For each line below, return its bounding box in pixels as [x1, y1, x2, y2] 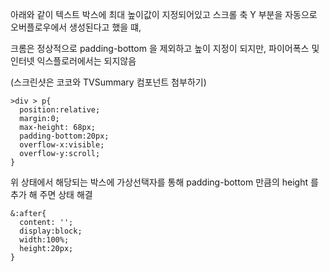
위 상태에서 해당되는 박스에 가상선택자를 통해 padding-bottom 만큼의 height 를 [10, 176, 319, 188]
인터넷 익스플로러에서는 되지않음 [10, 55, 137, 67]
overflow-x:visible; [19, 140, 105, 150]
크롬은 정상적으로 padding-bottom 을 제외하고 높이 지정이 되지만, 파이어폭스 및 [10, 43, 320, 54]
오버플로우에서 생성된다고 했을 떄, [10, 21, 142, 33]
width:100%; [19, 235, 70, 245]
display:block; [19, 226, 83, 236]
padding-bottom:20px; [19, 131, 110, 141]
